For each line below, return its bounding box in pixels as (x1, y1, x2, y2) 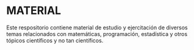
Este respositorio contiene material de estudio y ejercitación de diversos (6, 24, 188, 31)
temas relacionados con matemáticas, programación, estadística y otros (6, 30, 188, 37)
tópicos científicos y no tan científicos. (6, 37, 104, 44)
